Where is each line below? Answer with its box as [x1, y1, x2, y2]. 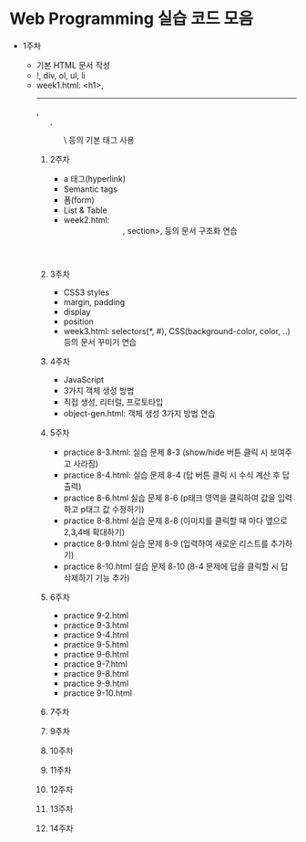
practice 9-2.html [63, 609, 129, 621]
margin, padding [63, 296, 126, 307]
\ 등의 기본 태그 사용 [63, 134, 135, 145]
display [63, 306, 91, 317]
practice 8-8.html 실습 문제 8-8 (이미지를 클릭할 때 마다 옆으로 [63, 515, 289, 526]
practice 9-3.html [63, 619, 129, 630]
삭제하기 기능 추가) [63, 572, 130, 583]
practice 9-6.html [63, 648, 129, 659]
